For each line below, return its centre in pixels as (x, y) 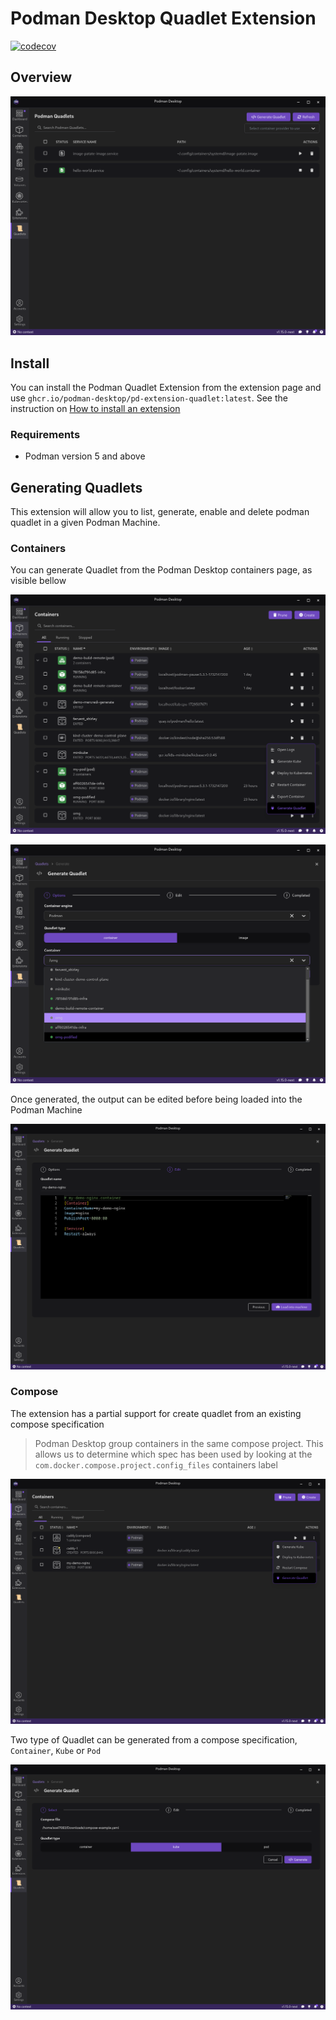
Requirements (45, 434)
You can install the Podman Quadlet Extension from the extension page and (166, 387)
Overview (41, 77)
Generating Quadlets (76, 487)
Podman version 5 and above (85, 456)
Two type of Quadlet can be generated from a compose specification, (154, 1740)
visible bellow (38, 581)
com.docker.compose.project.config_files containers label (156, 1464)
